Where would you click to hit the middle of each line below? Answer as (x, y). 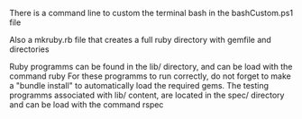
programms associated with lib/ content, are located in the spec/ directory (147, 95)
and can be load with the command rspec (87, 105)
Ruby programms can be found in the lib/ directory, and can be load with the (151, 67)
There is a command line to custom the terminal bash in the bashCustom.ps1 (151, 13)
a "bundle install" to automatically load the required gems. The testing (139, 85)
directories (29, 49)
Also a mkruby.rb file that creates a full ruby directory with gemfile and (141, 40)
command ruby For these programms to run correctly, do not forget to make (150, 76)
